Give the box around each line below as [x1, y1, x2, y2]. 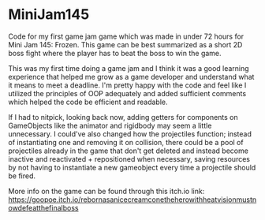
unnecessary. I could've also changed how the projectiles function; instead [8, 129, 252, 139]
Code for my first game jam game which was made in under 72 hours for [8, 32, 244, 41]
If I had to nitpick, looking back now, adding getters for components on [8, 112, 238, 121]
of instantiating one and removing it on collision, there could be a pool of [8, 137, 244, 147]
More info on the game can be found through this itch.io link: [8, 186, 205, 196]
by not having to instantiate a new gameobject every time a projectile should [8, 162, 256, 172]
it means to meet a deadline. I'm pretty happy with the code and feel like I [8, 80, 247, 90]
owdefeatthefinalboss [8, 203, 79, 212]
